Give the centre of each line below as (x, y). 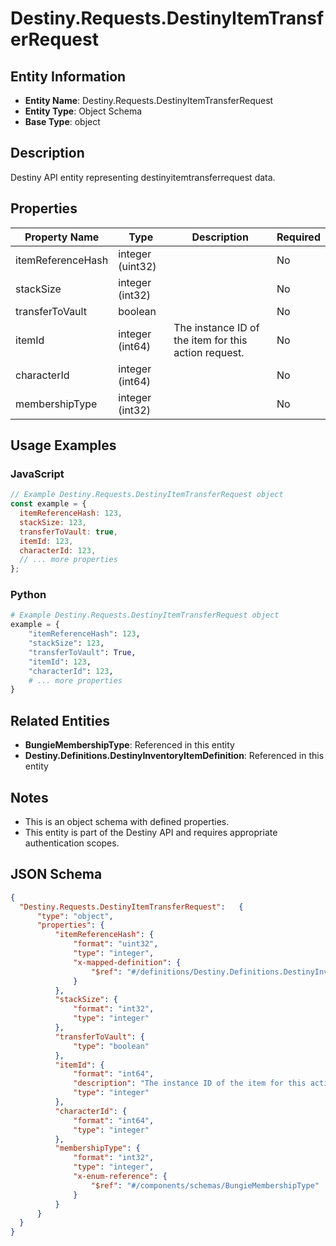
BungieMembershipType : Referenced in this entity (129, 745)
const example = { (48, 504)
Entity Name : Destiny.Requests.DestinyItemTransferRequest (149, 100)
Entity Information (68, 76)
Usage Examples (63, 445)
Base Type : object (62, 121)
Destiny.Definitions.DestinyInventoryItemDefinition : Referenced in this (174, 756)
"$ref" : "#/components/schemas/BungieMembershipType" (205, 1185)
